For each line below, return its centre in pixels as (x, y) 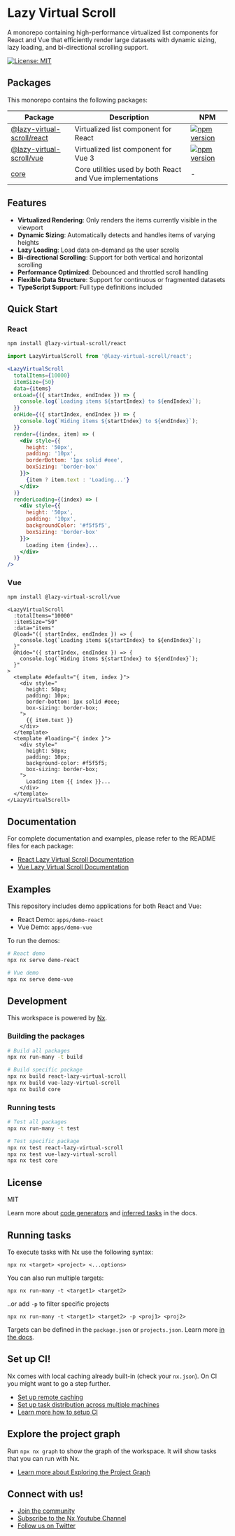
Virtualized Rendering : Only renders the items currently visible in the (117, 220)
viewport (30, 227)
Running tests (31, 1107)
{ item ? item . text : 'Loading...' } (78, 480)
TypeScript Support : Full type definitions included (90, 287)
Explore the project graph (64, 1434)
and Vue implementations (116, 178)
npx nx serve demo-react (43, 960)
